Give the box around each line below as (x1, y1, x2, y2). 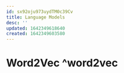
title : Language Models (6, 14, 66, 20)
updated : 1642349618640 (6, 25, 66, 31)
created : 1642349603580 (6, 31, 66, 37)
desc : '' (6, 20, 28, 26)
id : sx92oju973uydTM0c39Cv (6, 8, 73, 15)
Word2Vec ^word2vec (6, 56, 118, 70)
